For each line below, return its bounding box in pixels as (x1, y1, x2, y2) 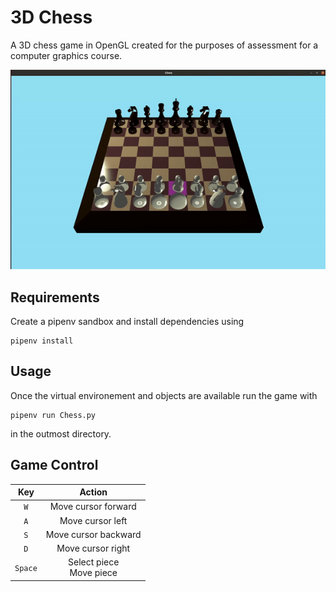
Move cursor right (56, 542, 131, 555)
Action (79, 486, 108, 498)
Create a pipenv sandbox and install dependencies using (10, 315, 245, 327)
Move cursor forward (49, 501, 137, 513)
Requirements (10, 289, 100, 306)
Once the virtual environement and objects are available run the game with (10, 389, 318, 401)
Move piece (69, 567, 118, 579)
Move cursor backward (45, 528, 142, 540)
